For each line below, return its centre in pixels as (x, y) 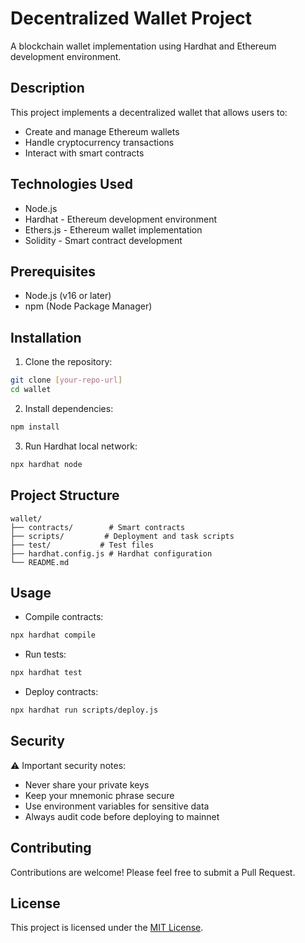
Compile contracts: (64, 617)
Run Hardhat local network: (81, 446)
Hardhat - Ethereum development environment (121, 219)
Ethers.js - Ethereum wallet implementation (113, 229)
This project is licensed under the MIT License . (107, 928)
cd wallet (31, 390)
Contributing (51, 848)
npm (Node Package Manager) (88, 306)
